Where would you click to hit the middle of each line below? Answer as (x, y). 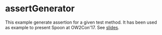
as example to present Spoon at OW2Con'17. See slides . (62, 27)
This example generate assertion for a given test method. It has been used (81, 22)
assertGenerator (40, 9)
